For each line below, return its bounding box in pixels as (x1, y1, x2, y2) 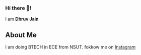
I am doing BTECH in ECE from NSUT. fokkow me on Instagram (5, 44, 136, 50)
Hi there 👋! (5, 5, 32, 12)
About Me (5, 30, 37, 39)
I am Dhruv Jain (5, 16, 39, 22)
